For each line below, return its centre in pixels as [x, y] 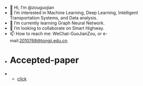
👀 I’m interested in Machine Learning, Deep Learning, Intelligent [74, 13]
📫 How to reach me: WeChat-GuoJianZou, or [56, 34]
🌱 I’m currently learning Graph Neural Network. [57, 23]
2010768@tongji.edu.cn [43, 41]
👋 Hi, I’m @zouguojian [32, 8]
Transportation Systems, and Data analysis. [54, 18]
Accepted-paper [44, 60]
